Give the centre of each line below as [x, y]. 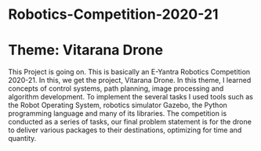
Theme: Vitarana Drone [85, 50]
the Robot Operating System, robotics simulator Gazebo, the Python [118, 105]
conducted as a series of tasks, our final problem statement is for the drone [130, 122]
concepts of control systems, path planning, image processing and [116, 88]
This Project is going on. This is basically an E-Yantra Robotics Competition [129, 72]
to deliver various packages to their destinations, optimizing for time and [125, 130]
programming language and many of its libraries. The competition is [118, 113]
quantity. [22, 138]
